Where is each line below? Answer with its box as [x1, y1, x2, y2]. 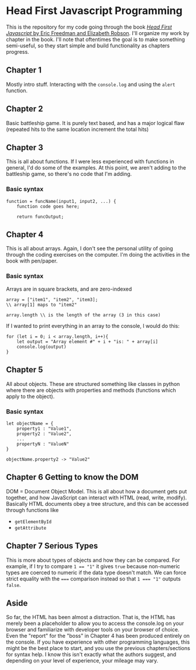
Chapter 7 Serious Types [6, 541, 98, 551]
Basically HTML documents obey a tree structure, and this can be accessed [6, 500, 189, 507]
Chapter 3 [6, 142, 44, 153]
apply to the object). [6, 393, 55, 400]
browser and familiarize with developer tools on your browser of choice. [6, 626, 180, 633]
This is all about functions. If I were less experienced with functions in [6, 158, 174, 165]
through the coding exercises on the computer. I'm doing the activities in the [6, 251, 190, 258]
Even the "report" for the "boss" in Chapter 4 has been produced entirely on [6, 633, 190, 640]
